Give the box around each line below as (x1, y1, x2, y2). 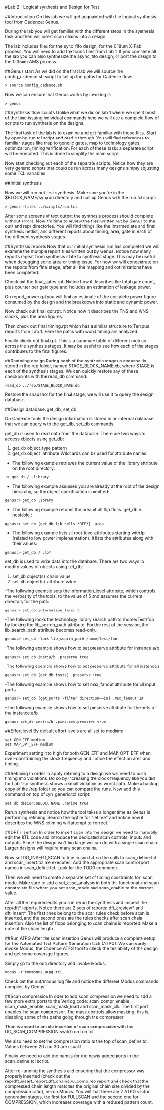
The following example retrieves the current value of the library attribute (12, 460, 158, 466)
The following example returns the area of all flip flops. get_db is (12, 507, 142, 512)
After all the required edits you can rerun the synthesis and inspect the (5, 900, 147, 905)
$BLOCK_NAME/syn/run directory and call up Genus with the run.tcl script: (5, 195, 157, 200)
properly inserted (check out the (5, 1073, 70, 1079)
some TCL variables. (5, 170, 47, 176)
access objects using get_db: (5, 436, 64, 442)
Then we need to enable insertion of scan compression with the (5, 1024, 134, 1029)
